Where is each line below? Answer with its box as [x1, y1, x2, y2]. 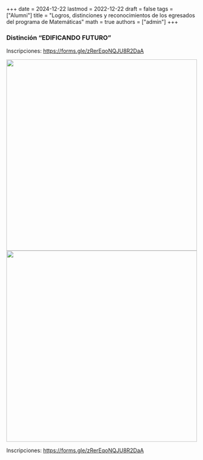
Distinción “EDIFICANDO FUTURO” [6, 33, 112, 42]
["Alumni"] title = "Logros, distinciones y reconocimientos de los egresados [6, 12, 195, 19]
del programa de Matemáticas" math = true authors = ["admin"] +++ [6, 18, 179, 25]
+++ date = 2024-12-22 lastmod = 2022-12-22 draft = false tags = [6, 6, 174, 12]
